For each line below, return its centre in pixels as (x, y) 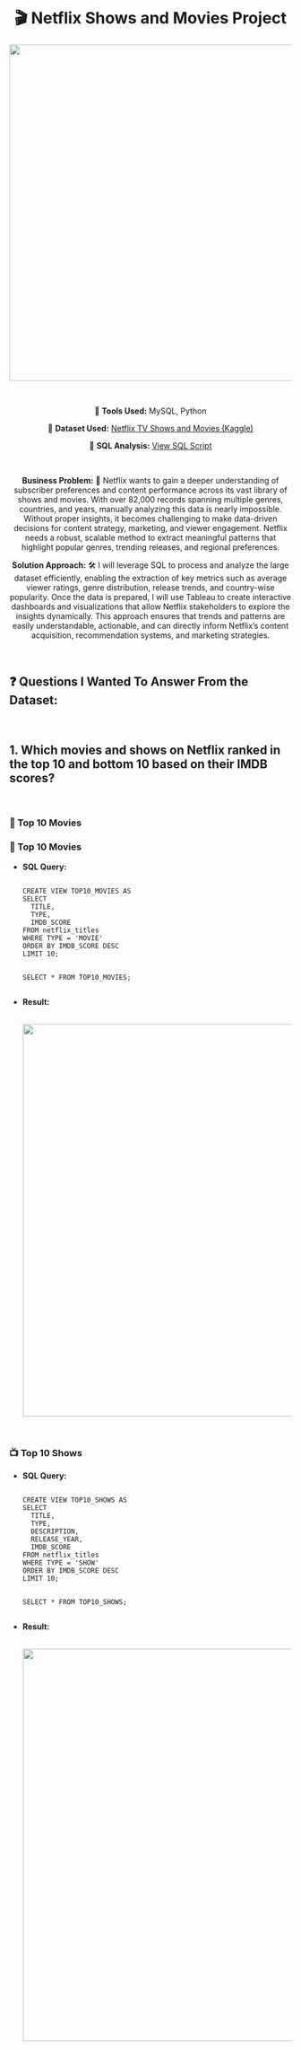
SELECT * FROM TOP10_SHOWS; (74, 1602)
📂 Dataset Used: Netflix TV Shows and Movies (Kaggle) (150, 428)
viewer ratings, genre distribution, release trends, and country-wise (150, 587)
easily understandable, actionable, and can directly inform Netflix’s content (150, 625)
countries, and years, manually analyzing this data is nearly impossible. (150, 509)
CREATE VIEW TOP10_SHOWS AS (74, 1500)
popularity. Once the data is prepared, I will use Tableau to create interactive (150, 597)
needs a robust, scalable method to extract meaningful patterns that (150, 537)
